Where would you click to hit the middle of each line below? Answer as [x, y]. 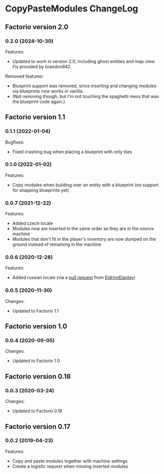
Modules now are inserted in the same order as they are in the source [83, 229]
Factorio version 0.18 [38, 376]
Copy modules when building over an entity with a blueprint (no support [85, 185]
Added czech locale [33, 223]
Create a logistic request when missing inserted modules [70, 466]
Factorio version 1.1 [35, 117]
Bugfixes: [15, 142]
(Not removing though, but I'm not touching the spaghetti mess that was [86, 96]
